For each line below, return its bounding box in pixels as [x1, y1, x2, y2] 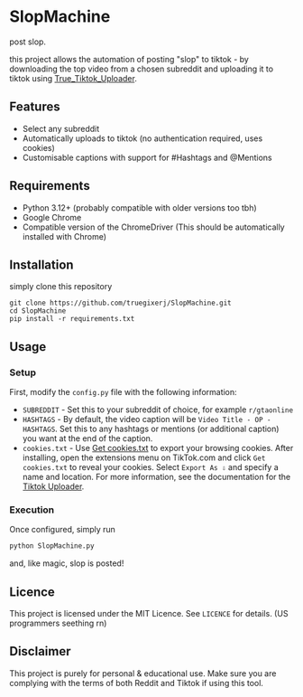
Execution [9, 504, 55, 516]
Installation [9, 257, 74, 272]
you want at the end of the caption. [22, 433, 153, 444]
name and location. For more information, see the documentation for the [22, 472, 291, 483]
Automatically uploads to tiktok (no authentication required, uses [22, 133, 263, 144]
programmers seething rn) [9, 617, 107, 629]
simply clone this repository [9, 281, 113, 292]
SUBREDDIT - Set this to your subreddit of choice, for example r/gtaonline [22, 404, 294, 415]
